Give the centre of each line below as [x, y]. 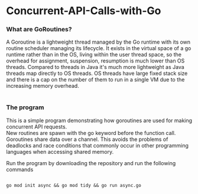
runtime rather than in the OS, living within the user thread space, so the [94, 55]
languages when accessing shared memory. [60, 152]
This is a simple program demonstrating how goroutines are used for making [99, 120]
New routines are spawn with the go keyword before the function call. [91, 133]
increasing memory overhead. [43, 86]
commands [20, 169]
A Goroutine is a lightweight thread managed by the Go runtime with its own [98, 42]
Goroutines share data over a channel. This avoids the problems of [87, 139]
